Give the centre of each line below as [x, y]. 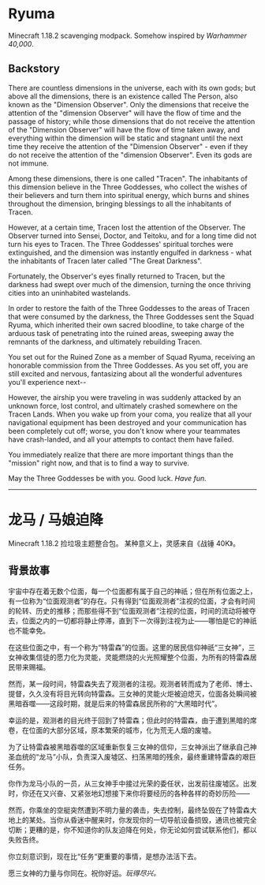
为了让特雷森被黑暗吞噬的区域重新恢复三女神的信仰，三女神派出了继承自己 [129, 747]
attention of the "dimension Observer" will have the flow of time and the [125, 113]
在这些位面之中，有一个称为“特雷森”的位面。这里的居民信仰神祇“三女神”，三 [132, 647]
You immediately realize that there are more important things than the [121, 454]
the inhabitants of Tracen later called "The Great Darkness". [105, 260]
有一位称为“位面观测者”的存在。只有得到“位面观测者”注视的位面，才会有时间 [132, 601]
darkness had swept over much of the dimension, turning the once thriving [129, 284]
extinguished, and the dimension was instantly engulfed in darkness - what [130, 252]
